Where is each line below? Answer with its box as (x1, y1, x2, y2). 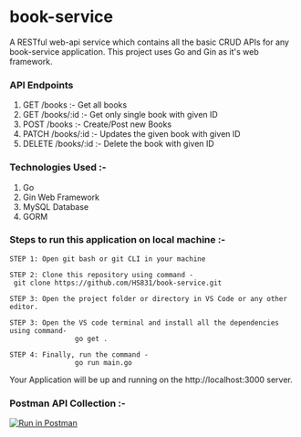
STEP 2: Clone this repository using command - (9, 270, 194, 279)
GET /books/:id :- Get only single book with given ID (22, 109, 219, 120)
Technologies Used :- (9, 161, 107, 174)
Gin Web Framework (22, 192, 100, 203)
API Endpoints (9, 78, 74, 91)
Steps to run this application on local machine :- (9, 234, 226, 246)
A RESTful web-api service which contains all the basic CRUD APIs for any (9, 36, 290, 47)
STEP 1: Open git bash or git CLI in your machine (9, 254, 206, 264)
